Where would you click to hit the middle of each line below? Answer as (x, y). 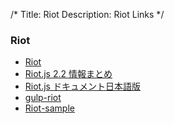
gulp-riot (43, 98)
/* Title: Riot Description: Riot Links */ (87, 14)
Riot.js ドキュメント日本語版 (82, 86)
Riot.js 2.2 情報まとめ (68, 74)
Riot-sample (49, 108)
